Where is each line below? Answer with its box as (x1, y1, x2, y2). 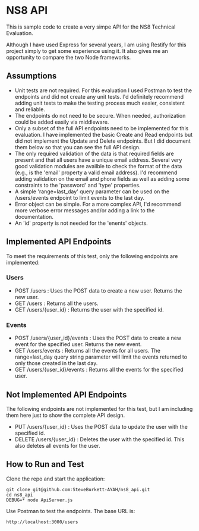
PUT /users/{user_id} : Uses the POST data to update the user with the (14, 423, 188, 430)
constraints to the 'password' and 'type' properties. (14, 181, 141, 188)
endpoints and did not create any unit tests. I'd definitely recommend (14, 93, 184, 100)
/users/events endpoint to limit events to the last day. (14, 194, 145, 201)
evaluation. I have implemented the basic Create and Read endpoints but (14, 131, 193, 138)
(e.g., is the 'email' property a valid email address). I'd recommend (14, 169, 178, 176)
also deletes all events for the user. (14, 442, 100, 449)
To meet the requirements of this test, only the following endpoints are (6, 252, 178, 259)
